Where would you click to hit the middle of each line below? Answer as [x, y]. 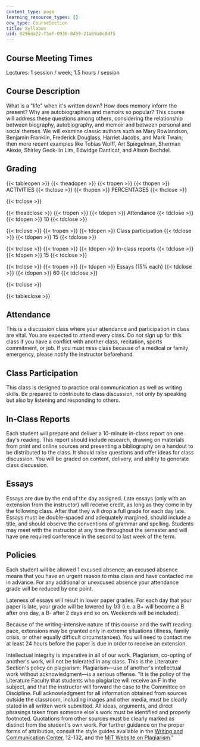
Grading [21, 169]
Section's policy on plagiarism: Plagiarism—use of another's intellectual [94, 668]
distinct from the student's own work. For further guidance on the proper [95, 725]
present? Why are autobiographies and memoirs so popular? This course [96, 112]
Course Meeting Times [49, 58]
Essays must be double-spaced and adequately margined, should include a [99, 517]
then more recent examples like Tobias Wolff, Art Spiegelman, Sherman [93, 143]
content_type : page [30, 12]
